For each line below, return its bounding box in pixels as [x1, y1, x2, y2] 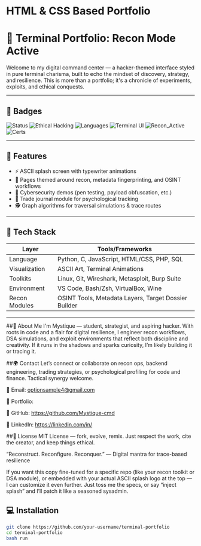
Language [9, 255, 38, 263]
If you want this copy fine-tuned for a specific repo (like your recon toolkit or [6, 468, 195, 475]
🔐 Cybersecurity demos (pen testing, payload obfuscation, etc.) [14, 188, 172, 196]
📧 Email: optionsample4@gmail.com [6, 386, 95, 393]
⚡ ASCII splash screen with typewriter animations [14, 167, 136, 175]
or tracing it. [6, 347, 36, 355]
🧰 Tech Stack [6, 227, 56, 237]
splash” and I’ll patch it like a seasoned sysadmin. [6, 487, 129, 495]
